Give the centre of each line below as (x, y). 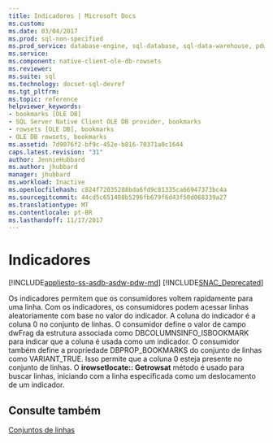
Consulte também (55, 410)
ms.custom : (27, 24)
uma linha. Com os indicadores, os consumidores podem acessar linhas (129, 307)
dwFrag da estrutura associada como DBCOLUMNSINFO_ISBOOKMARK (129, 333)
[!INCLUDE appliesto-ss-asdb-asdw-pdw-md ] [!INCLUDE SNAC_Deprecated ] (136, 283)
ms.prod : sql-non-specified (56, 39)
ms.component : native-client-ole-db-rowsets (85, 62)
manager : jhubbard (39, 175)
